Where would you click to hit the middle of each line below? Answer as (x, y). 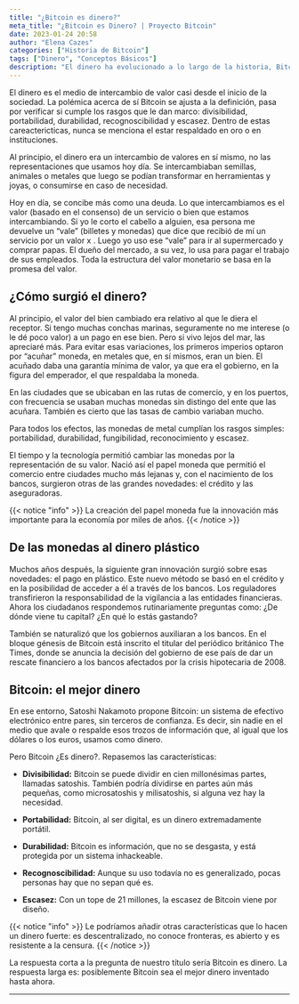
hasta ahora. (32, 982)
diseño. (36, 910)
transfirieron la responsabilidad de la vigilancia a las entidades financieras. (146, 597)
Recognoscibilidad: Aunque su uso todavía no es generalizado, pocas (151, 873)
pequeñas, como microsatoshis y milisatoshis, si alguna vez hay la (143, 793)
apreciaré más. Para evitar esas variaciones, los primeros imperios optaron (146, 346)
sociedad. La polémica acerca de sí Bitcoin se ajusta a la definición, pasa (143, 101)
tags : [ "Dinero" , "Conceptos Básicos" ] (83, 59)
